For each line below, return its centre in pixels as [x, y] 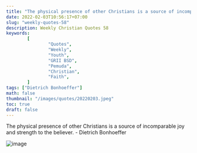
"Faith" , [58, 77]
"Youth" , [58, 55]
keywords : [18, 33]
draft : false [22, 110]
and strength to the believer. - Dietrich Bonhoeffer [66, 132]
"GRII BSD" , [62, 60]
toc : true [18, 104]
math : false [21, 93]
